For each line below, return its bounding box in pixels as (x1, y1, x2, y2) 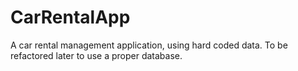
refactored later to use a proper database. (10, 49, 183, 61)
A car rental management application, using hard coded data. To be (10, 39, 288, 51)
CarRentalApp (10, 6, 131, 29)
